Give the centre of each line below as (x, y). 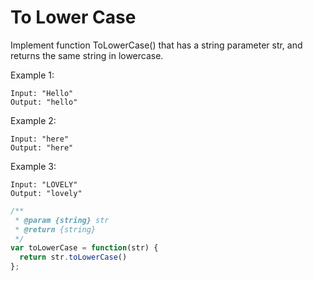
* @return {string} (55, 229)
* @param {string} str (62, 220)
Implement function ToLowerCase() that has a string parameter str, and (156, 45)
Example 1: (32, 75)
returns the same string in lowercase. (87, 55)
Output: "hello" (44, 102)
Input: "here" (40, 139)
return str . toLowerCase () (73, 257)
